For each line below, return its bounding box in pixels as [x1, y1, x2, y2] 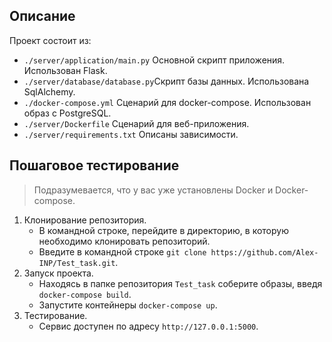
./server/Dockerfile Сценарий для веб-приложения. [23, 117, 250, 129]
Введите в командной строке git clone [38, 245, 207, 258]
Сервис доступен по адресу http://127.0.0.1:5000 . [38, 320, 259, 332]
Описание [9, 8, 76, 25]
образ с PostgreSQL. [23, 107, 112, 119]
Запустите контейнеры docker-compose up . [38, 299, 218, 311]
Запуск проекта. [23, 267, 94, 279]
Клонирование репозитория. [23, 214, 147, 226]
